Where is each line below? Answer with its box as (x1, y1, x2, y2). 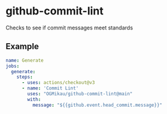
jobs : (5, 63, 19, 69)
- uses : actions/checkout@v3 (21, 80, 95, 86)
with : (27, 96, 42, 103)
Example (5, 41, 39, 52)
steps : (16, 74, 33, 80)
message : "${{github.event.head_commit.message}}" (32, 102, 163, 108)
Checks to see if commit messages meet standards (5, 24, 133, 31)
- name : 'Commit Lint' (21, 85, 79, 91)
